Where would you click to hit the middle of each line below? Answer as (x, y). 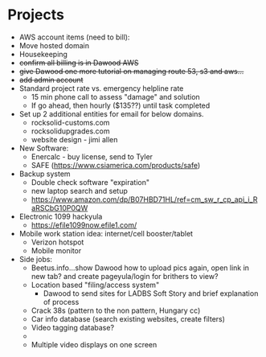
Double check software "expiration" (90, 182)
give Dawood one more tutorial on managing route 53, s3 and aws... (131, 71)
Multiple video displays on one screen (94, 344)
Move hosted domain (54, 45)
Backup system (45, 174)
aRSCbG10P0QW (59, 207)
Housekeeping (43, 54)
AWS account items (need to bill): (74, 37)
